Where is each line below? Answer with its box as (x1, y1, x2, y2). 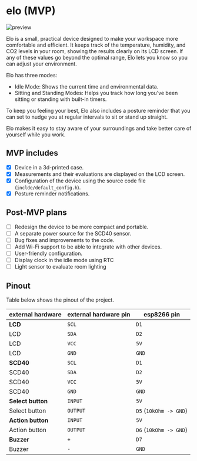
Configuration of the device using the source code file (14, 177, 146, 184)
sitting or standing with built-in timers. (14, 96, 107, 103)
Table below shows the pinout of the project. (6, 296, 115, 303)
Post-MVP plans (6, 208, 68, 218)
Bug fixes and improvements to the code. (14, 236, 115, 243)
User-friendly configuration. (14, 250, 83, 257)
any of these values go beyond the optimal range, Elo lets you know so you (6, 54, 188, 61)
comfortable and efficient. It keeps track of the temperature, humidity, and (6, 41, 186, 48)
